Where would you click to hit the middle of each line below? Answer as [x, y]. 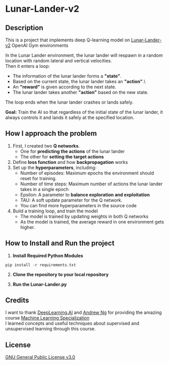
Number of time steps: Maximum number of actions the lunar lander [91, 184]
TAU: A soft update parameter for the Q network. [71, 200]
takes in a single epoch [44, 189]
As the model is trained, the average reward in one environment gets [92, 222]
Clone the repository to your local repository [61, 274]
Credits [17, 300]
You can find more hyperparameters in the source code [78, 205]
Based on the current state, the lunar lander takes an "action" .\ [79, 81]
